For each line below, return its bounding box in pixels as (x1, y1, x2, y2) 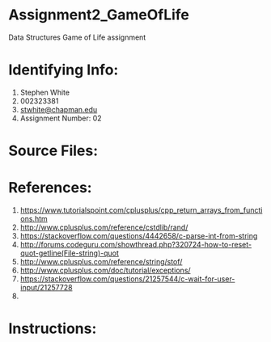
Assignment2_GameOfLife (8, 6, 190, 24)
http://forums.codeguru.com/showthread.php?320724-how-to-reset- (19, 240, 252, 249)
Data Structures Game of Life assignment (8, 32, 146, 42)
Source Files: (8, 141, 99, 160)
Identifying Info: (8, 61, 119, 79)
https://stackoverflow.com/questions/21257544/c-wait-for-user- (19, 274, 235, 284)
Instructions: (8, 319, 97, 338)
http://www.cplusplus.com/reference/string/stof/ (19, 257, 183, 266)
